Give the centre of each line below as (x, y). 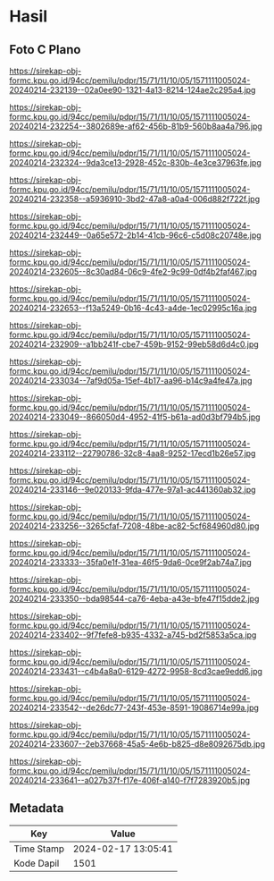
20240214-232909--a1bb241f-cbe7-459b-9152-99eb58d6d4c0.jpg (134, 344)
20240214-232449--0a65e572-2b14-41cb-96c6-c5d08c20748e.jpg (135, 235)
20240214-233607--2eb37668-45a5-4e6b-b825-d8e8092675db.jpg (137, 744)
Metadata (37, 808)
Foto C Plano (45, 50)
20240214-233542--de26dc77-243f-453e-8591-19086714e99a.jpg (134, 707)
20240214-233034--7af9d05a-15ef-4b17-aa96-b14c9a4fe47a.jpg (131, 381)
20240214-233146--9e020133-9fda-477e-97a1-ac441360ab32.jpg (133, 490)
